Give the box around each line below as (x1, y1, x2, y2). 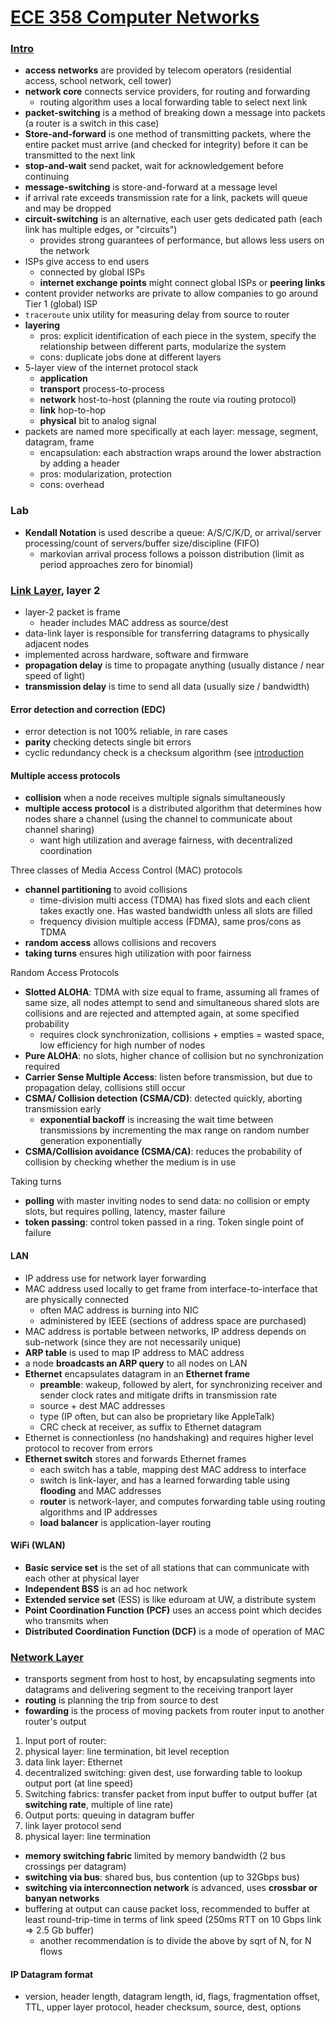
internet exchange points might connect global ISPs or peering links (39, 277, 326, 289)
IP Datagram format (10, 1968, 94, 1980)
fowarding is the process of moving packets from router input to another (24, 1705, 325, 1717)
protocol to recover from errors (24, 1442, 153, 1454)
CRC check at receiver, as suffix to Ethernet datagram (39, 1421, 262, 1433)
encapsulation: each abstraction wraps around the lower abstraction (39, 447, 322, 459)
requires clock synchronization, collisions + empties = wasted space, (39, 1029, 325, 1041)
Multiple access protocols (10, 769, 121, 781)
